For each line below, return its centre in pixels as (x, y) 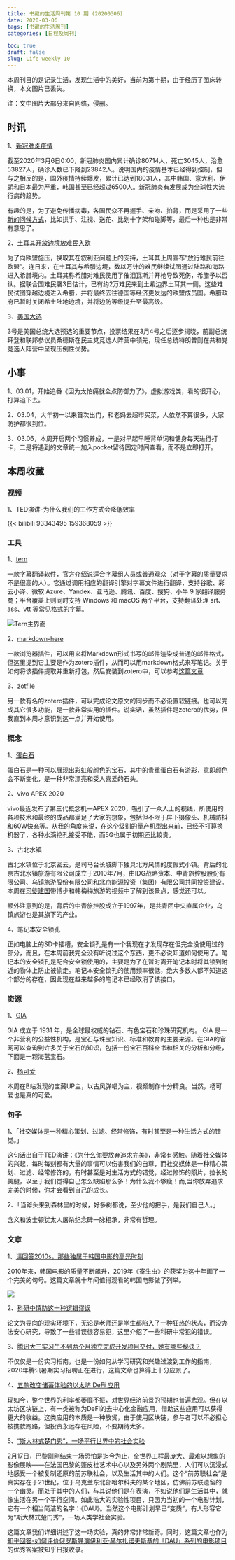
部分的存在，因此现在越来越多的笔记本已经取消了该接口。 (96, 979)
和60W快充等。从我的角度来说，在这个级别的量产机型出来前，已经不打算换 (115, 826)
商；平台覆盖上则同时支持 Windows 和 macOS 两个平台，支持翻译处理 (108, 600)
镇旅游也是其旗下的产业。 (44, 914)
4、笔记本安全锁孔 (34, 929)
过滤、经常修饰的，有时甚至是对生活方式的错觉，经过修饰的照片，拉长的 (123, 1172)
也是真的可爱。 (35, 1095)
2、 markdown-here (36, 639)
